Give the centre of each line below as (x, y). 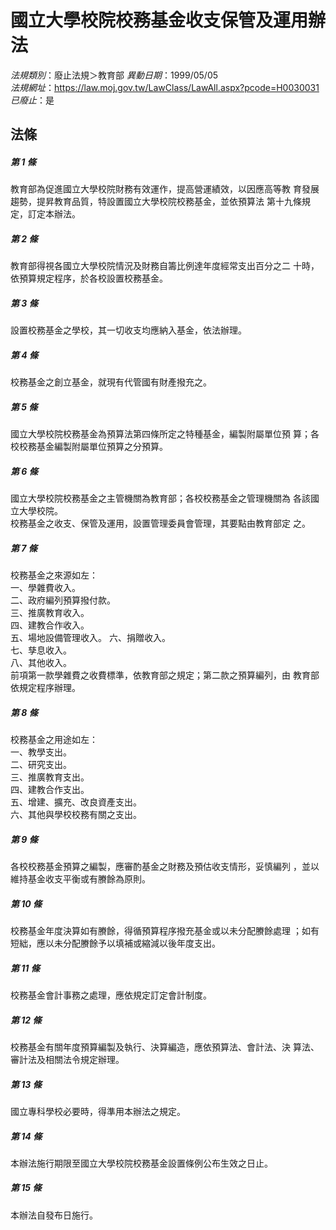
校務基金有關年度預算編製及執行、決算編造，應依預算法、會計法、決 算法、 (165, 1047)
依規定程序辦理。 (45, 688)
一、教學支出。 (41, 752)
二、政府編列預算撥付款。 (63, 600)
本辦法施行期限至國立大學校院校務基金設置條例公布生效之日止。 (141, 1163)
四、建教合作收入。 (50, 625)
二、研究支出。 (41, 765)
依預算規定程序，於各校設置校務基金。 (89, 278)
